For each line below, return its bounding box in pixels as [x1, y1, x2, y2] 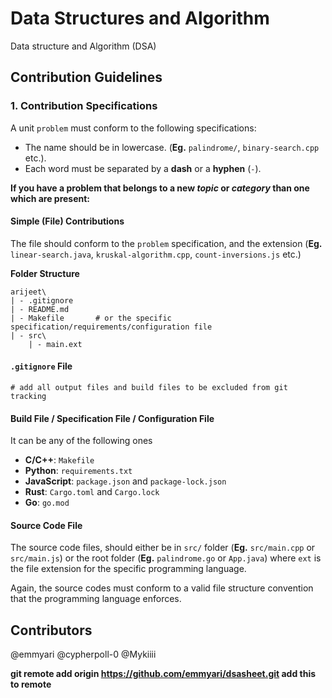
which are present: [10, 192, 91, 204]
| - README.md [10, 304, 70, 314]
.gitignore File [10, 360, 73, 372]
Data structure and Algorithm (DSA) [10, 40, 157, 52]
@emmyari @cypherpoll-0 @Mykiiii [10, 648, 157, 661]
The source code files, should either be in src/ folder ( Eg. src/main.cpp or [10, 542, 316, 554]
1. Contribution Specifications [10, 99, 158, 113]
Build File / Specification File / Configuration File [10, 412, 215, 424]
